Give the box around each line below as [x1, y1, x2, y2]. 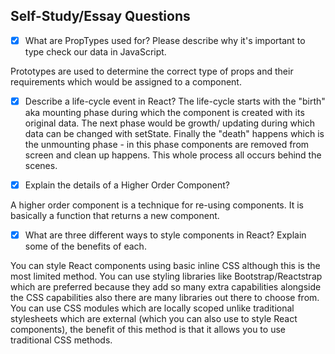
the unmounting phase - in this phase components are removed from [24, 138, 310, 150]
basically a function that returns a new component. [10, 210, 220, 221]
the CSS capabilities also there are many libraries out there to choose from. [10, 292, 320, 304]
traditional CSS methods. [10, 334, 113, 346]
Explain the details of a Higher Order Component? [24, 179, 230, 191]
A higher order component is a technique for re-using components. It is [10, 199, 304, 211]
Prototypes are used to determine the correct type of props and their [10, 65, 294, 77]
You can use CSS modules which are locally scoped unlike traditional [10, 302, 295, 314]
